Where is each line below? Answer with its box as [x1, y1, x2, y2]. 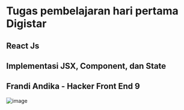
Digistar [6, 17, 47, 30]
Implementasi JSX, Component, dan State [6, 61, 167, 71]
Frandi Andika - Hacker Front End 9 [6, 81, 140, 91]
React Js [6, 41, 40, 51]
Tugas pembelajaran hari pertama [6, 4, 179, 18]
